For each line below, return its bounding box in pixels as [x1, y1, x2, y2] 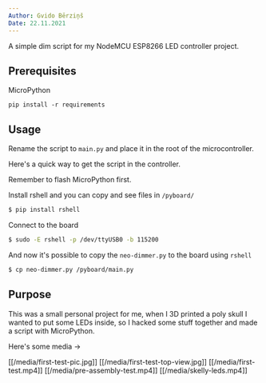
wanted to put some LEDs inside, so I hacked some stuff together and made [8, 317, 258, 327]
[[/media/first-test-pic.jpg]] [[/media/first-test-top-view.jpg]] [8, 357, 208, 366]
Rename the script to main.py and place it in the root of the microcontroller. [8, 144, 254, 154]
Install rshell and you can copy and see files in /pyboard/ [8, 190, 194, 200]
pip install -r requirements [8, 101, 105, 109]
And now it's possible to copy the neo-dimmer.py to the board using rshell [8, 249, 252, 260]
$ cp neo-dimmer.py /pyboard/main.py [8, 265, 134, 273]
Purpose [8, 288, 52, 301]
